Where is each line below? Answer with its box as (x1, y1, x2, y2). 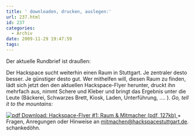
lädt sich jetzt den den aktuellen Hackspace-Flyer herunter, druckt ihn (6, 81, 176, 88)
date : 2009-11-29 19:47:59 (6, 36, 72, 42)
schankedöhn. (6, 124, 41, 131)
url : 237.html (6, 14, 41, 20)
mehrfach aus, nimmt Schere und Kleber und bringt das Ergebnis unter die (6, 88, 186, 95)
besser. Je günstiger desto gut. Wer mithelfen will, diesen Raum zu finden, (6, 75, 186, 82)
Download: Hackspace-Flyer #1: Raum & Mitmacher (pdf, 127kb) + (21, 111, 181, 118)
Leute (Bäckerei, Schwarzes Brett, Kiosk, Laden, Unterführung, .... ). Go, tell (6, 94, 189, 101)
